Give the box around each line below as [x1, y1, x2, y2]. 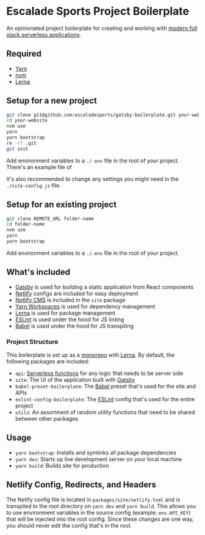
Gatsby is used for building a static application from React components [15, 283, 194, 291]
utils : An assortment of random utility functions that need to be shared [15, 408, 195, 416]
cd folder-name [6, 221, 45, 227]
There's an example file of [6, 163, 72, 170]
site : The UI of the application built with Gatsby [15, 376, 135, 383]
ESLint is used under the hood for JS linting [15, 316, 124, 323]
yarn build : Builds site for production [15, 462, 109, 469]
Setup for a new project [6, 96, 98, 106]
